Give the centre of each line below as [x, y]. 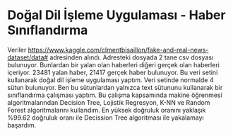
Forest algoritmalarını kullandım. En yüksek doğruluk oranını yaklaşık [107, 110]
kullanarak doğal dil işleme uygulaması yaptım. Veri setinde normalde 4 [110, 80]
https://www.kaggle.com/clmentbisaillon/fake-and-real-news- [118, 50]
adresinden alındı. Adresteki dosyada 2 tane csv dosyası [131, 57]
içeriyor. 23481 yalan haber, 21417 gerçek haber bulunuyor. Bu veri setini [113, 72]
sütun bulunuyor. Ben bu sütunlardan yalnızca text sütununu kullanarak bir [115, 87]
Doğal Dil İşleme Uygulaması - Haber [116, 15]
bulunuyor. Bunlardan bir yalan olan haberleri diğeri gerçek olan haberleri [114, 64]
